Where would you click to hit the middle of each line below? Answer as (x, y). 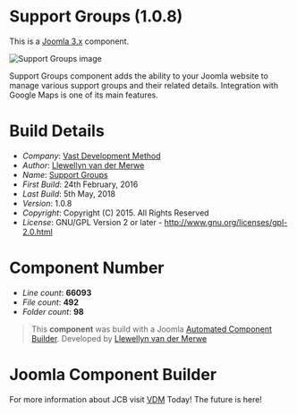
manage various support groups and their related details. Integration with (144, 85)
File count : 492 (50, 302)
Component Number (87, 268)
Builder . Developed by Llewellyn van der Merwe (119, 338)
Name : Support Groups (65, 174)
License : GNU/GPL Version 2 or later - (92, 222)
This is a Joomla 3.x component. (69, 41)
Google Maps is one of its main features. (84, 95)
